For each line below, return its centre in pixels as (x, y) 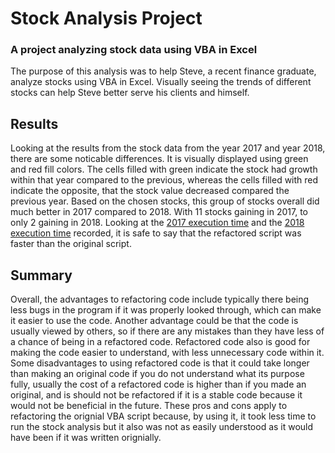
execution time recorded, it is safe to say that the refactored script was (156, 233)
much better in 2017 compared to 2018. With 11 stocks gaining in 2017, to (159, 212)
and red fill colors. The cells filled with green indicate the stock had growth (164, 169)
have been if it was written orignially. (86, 438)
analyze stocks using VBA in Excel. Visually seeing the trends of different (161, 82)
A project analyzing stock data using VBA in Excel (134, 50)
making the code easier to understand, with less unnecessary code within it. (167, 353)
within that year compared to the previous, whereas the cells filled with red (164, 180)
